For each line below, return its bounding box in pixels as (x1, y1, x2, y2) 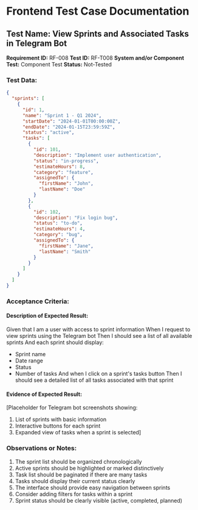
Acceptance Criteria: (6, 297, 70, 306)
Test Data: (6, 76, 38, 84)
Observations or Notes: (6, 444, 77, 453)
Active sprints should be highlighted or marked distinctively (15, 464, 164, 472)
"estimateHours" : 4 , (33, 226, 86, 232)
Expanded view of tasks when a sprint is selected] (15, 429, 142, 436)
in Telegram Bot (6, 38, 67, 48)
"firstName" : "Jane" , (38, 243, 94, 249)
